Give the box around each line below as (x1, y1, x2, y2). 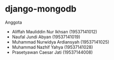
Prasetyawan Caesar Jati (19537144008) (12, 49, 93, 55)
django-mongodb (5, 3, 77, 15)
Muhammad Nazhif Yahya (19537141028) (12, 44, 93, 50)
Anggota (5, 19, 23, 25)
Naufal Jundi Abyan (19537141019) (12, 34, 80, 40)
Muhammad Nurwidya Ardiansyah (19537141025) (12, 39, 110, 45)
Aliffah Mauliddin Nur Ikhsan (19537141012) (12, 29, 98, 34)
